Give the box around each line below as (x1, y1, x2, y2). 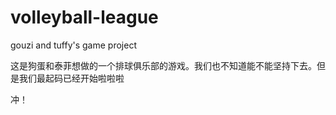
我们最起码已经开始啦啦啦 (18, 72, 125, 84)
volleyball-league (10, 6, 159, 29)
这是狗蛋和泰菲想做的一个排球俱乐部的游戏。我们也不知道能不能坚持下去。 (10, 59, 317, 71)
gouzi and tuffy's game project (10, 39, 137, 51)
